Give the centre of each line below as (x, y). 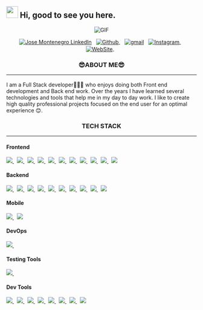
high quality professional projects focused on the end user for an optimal (97, 104)
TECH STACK (101, 126)
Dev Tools (19, 287)
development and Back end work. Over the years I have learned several (95, 91)
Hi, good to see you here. (68, 15)
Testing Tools (24, 259)
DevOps (17, 231)
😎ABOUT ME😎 (101, 65)
